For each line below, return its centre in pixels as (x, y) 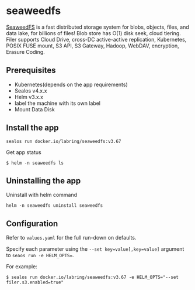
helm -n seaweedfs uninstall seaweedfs (55, 206)
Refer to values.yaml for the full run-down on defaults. (71, 238)
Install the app (33, 128)
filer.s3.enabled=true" (35, 282)
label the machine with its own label (58, 103)
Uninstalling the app (43, 181)
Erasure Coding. (25, 52)
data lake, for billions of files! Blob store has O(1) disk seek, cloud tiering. (93, 33)
